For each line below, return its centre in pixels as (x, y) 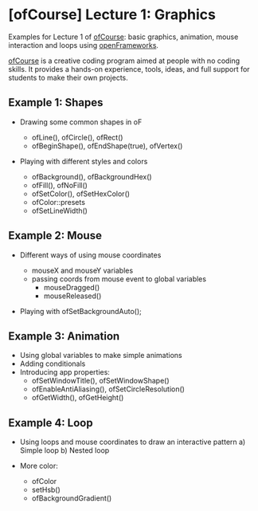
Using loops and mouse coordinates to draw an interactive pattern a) (133, 442)
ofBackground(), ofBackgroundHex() (92, 176)
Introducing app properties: (64, 372)
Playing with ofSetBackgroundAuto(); (80, 311)
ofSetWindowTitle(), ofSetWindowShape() (100, 381)
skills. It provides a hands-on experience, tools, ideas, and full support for (129, 69)
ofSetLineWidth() (59, 210)
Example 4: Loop (51, 423)
